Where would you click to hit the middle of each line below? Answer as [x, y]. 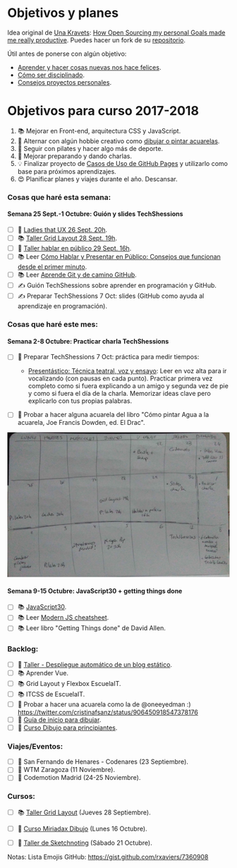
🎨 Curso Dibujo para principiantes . [67, 728]
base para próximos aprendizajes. [67, 171]
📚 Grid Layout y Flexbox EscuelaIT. [69, 683]
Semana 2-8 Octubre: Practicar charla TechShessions [88, 341]
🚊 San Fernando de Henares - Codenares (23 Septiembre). [103, 762]
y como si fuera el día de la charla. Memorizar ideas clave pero [120, 394]
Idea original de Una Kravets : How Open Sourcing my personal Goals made [116, 32]
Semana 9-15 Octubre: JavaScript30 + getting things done [95, 591]
